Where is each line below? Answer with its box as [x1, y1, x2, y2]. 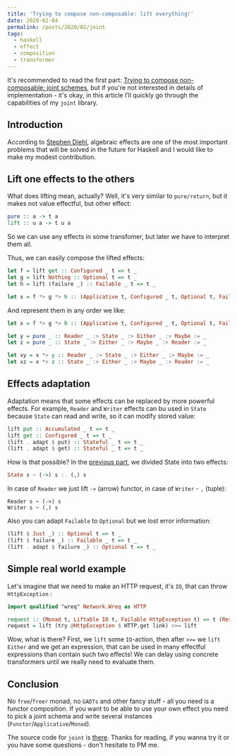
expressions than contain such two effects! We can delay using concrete [7, 650, 219, 658]
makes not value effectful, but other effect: [7, 199, 132, 208]
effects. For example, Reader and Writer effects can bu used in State [7, 404, 207, 412]
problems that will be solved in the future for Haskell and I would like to [7, 145, 214, 153]
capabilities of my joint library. [7, 98, 99, 107]
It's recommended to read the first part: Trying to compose [7, 76, 178, 84]
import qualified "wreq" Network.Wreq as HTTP [7, 603, 147, 610]
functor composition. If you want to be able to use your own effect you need [7, 704, 229, 713]
